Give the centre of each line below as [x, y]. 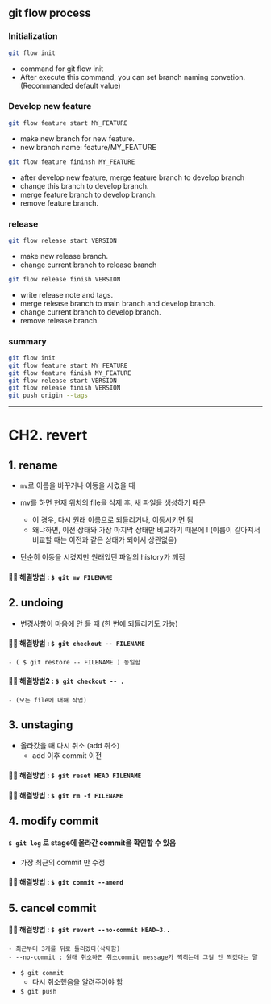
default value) [98, 85]
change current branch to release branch [88, 265]
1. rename [33, 465]
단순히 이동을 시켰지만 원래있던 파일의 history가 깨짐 [102, 557]
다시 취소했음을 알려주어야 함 [77, 981]
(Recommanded [47, 85]
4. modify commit [54, 821]
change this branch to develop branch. [84, 185]
